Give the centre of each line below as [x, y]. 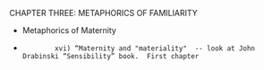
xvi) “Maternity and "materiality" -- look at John [155, 48]
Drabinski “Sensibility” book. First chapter [111, 57]
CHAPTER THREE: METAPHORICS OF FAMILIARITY [104, 13]
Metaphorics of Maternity [69, 30]
